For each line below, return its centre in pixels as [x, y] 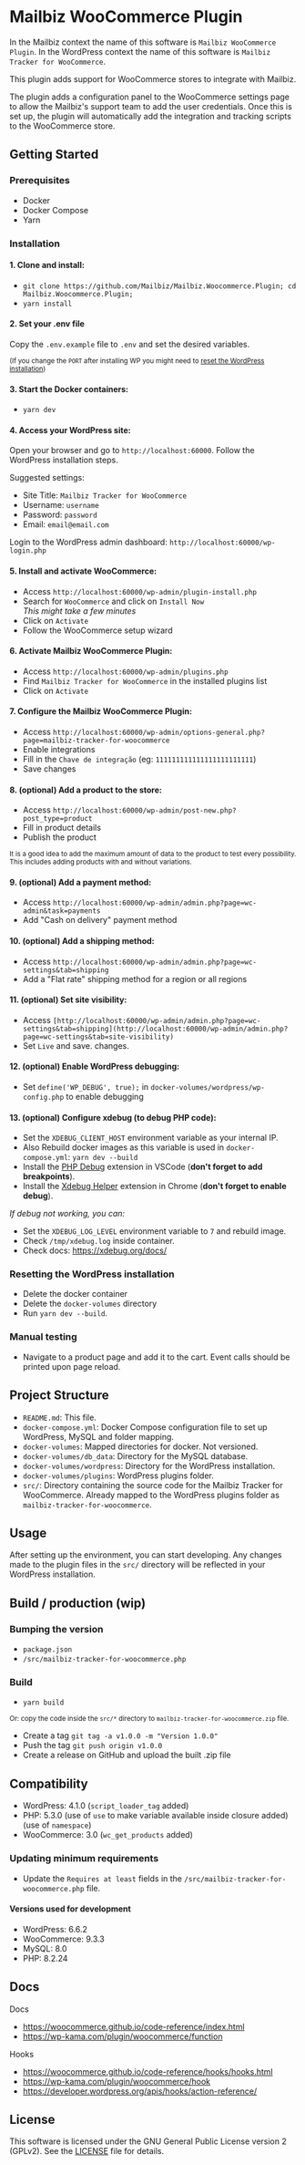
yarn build [43, 1703]
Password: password [60, 515]
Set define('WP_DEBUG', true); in [86, 1086]
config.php [43, 1097]
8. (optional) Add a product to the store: [86, 790]
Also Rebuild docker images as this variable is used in [123, 1147]
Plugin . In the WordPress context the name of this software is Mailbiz [140, 51]
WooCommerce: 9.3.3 [63, 1939]
